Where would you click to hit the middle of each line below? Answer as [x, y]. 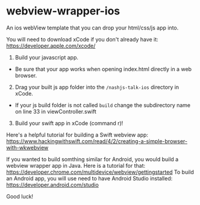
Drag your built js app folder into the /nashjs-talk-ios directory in [97, 87]
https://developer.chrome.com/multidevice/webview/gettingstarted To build [100, 172]
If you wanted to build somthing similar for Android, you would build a [92, 159]
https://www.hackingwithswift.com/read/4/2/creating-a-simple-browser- [97, 141]
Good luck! [20, 196]
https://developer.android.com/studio [53, 185]
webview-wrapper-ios [63, 11]
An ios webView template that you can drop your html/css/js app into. [92, 28]
